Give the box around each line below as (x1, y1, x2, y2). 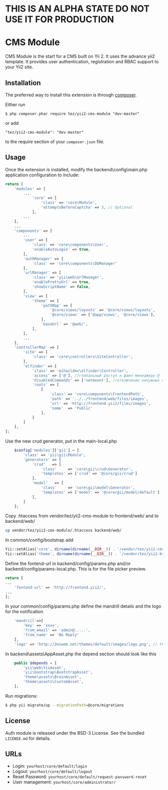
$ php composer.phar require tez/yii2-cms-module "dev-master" (5, 111, 140, 116)
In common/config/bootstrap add (5, 537, 73, 543)
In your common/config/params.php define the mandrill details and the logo (5, 603, 161, 609)
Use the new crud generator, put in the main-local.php (5, 438, 117, 444)
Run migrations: (5, 693, 37, 699)
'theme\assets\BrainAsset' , (23, 674, 81, 680)
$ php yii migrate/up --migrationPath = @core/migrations (5, 703, 124, 708)
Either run (5, 101, 25, 107)
